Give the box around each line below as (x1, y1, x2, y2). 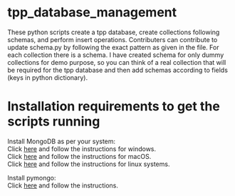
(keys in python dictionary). (7, 73, 88, 82)
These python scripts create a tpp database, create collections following (7, 28, 220, 36)
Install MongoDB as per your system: (7, 137, 116, 145)
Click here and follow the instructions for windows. (7, 144, 157, 153)
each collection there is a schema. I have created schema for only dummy (7, 51, 224, 59)
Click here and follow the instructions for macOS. (7, 152, 152, 160)
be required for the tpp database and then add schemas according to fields (7, 66, 228, 74)
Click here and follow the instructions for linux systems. (7, 160, 170, 168)
